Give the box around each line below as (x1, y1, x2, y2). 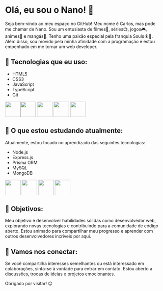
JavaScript (12, 81, 34, 87)
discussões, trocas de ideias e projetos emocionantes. (5, 271, 115, 277)
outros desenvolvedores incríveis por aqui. (5, 233, 92, 239)
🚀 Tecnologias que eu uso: (5, 58, 87, 66)
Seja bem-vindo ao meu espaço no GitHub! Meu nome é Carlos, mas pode (5, 21, 156, 26)
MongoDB (12, 170, 33, 176)
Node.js (12, 149, 28, 155)
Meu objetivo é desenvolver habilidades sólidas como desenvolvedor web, (5, 218, 156, 224)
